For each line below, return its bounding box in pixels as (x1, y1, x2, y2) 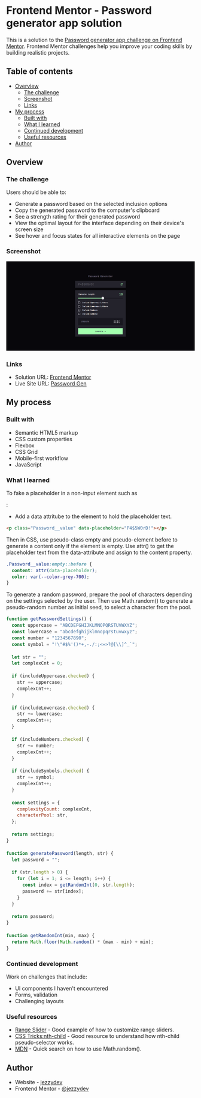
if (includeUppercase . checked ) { (11, 673, 95, 679)
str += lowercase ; (17, 711, 63, 717)
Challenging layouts (14, 998, 64, 1005)
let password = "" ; (11, 857, 60, 863)
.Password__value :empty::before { (6, 561, 93, 567)
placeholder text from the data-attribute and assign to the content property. (6, 549, 193, 556)
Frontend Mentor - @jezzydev (14, 1085, 89, 1093)
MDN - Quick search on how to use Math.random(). (14, 1045, 142, 1052)
